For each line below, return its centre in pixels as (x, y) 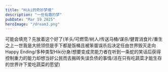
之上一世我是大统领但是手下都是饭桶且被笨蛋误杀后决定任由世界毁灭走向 (80, 46)
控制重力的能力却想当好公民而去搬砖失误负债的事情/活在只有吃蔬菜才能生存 (84, 58)
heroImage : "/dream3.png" (32, 24)
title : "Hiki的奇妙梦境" (30, 10)
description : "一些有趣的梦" (34, 15)
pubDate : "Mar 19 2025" (30, 19)
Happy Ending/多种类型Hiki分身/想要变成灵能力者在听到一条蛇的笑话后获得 (83, 52)
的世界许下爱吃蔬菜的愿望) (33, 64)
